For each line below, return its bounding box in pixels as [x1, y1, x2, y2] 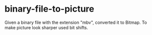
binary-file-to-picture [4, 3, 94, 15]
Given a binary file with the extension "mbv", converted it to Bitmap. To [4, 19, 147, 25]
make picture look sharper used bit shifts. [4, 24, 88, 30]
